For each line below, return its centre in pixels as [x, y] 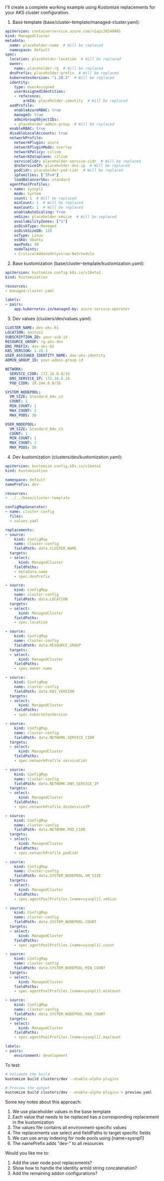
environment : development [41, 1055]
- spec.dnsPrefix [32, 576]
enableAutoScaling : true [40, 212]
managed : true [29, 115]
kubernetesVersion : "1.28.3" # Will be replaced [62, 78]
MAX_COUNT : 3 [23, 443]
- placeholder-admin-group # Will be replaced [64, 124]
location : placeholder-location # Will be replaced [65, 59]
